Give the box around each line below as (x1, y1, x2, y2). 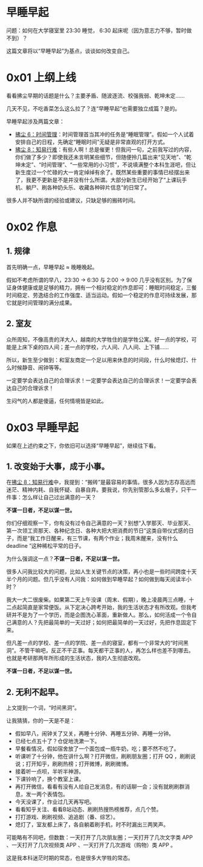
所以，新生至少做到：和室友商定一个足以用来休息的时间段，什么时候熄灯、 (6, 356, 192, 363)
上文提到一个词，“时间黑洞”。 (6, 704, 80, 712)
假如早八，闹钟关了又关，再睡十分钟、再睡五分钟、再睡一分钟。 (14, 730, 174, 737)
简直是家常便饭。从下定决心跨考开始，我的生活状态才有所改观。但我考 (22, 604, 197, 611)
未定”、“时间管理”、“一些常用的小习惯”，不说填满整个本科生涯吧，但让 (20, 161, 196, 168)
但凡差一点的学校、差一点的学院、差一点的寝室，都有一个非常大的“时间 (6, 639, 184, 647)
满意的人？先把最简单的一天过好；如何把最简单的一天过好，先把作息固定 (11, 619, 192, 626)
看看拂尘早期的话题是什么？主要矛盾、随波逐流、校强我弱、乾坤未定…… (6, 92, 185, 99)
